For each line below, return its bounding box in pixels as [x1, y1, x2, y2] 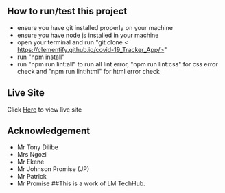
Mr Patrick [16, 172, 47, 181]
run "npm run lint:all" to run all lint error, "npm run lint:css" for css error [16, 60, 218, 68]
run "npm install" [16, 53, 65, 61]
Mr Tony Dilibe [16, 143, 58, 151]
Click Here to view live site [7, 105, 82, 114]
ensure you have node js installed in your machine [16, 31, 159, 39]
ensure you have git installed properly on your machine [16, 23, 174, 31]
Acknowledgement [7, 125, 91, 137]
